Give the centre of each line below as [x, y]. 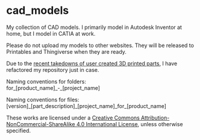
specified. [19, 130]
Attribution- [155, 118]
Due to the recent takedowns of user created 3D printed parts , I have [92, 63]
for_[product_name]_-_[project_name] [53, 87]
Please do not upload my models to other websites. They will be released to [100, 45]
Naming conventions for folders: [46, 81]
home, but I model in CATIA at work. [51, 33]
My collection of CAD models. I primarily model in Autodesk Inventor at [94, 27]
